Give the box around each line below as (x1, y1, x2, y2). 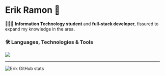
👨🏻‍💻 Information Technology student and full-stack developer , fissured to (5, 21, 159, 27)
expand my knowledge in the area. (5, 26, 75, 32)
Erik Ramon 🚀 (5, 4, 60, 16)
